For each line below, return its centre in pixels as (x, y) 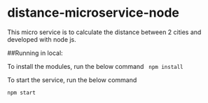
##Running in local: (35, 53)
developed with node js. (42, 39)
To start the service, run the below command (72, 80)
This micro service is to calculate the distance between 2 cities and (104, 32)
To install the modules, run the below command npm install (95, 66)
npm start (22, 93)
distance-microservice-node (93, 13)
